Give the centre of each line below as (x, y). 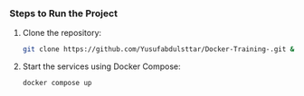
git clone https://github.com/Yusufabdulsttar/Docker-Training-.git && (160, 49)
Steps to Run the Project (63, 13)
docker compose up (57, 83)
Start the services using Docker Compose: (101, 66)
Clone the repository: (62, 33)
